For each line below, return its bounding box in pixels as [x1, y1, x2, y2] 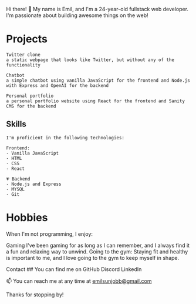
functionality [6, 62, 41, 68]
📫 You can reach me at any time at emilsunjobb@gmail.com [6, 277, 152, 285]
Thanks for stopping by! [6, 291, 64, 298]
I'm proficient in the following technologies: [6, 135, 125, 141]
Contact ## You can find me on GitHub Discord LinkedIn [6, 265, 142, 273]
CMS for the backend [6, 103, 57, 109]
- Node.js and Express [6, 181, 62, 187]
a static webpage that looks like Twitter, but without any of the [6, 56, 175, 63]
